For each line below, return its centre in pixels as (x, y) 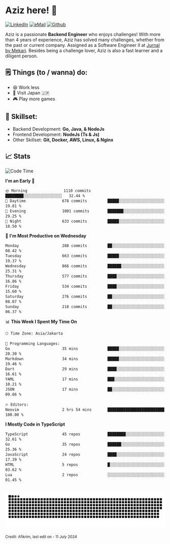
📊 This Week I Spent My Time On (41, 322)
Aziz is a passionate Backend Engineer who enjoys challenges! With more (83, 34)
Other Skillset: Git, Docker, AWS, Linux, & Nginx (63, 140)
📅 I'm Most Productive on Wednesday (46, 236)
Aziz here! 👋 (31, 10)
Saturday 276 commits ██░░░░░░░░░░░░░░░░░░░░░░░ (85, 297)
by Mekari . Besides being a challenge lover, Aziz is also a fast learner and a (84, 50)
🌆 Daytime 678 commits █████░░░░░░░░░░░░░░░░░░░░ (85, 201)
